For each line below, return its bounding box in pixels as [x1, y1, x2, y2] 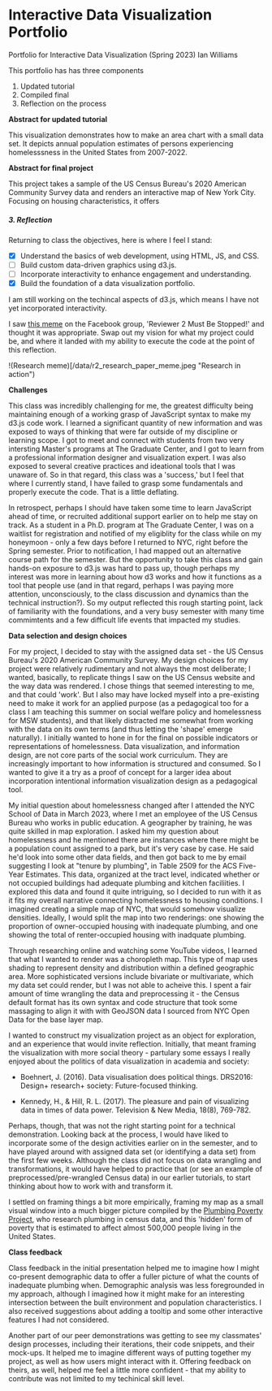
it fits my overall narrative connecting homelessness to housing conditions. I [8, 895, 263, 905]
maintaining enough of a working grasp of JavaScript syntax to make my [8, 409, 252, 419]
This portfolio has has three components [8, 65, 145, 75]
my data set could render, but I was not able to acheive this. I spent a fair [8, 981, 252, 990]
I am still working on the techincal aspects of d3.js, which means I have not [8, 295, 260, 305]
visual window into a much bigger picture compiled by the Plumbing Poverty [8, 1206, 264, 1215]
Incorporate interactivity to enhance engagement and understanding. [19, 270, 252, 279]
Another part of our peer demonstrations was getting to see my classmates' [8, 1331, 262, 1341]
